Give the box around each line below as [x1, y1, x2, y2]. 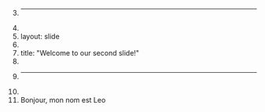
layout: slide [20, 32, 60, 41]
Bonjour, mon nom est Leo [20, 96, 106, 104]
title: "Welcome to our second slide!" [20, 49, 140, 57]
